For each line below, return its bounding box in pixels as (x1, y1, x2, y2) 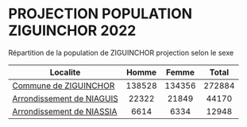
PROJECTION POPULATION (8, 5, 193, 23)
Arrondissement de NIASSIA (12, 106, 118, 117)
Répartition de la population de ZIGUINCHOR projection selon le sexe (8, 48, 234, 57)
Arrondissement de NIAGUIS (12, 93, 119, 104)
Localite (49, 67, 81, 78)
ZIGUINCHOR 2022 (8, 21, 137, 40)
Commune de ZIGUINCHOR (12, 80, 115, 91)
